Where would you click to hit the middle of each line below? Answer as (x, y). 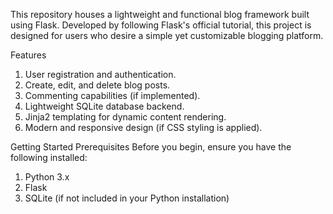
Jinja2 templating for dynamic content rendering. (125, 117)
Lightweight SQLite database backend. (104, 106)
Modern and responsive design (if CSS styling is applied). (143, 127)
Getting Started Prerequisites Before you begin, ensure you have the (151, 147)
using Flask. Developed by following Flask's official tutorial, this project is (161, 25)
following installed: (49, 157)
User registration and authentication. (100, 74)
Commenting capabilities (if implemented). (112, 95)
